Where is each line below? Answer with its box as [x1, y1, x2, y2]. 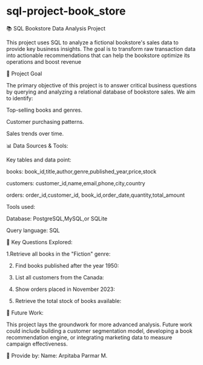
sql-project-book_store [6, 4, 126, 18]
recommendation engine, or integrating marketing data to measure [6, 333, 173, 341]
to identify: [6, 94, 33, 101]
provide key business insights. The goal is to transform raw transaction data [6, 45, 196, 52]
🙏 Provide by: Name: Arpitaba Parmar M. [6, 352, 108, 359]
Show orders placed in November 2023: [15, 285, 115, 293]
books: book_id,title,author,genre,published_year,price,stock [6, 168, 157, 175]
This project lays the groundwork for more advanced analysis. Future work [6, 321, 193, 328]
